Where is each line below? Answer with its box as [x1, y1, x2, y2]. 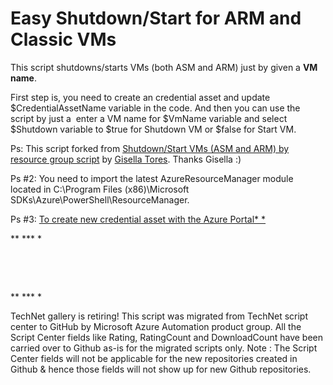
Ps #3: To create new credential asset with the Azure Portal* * [10, 213, 267, 225]
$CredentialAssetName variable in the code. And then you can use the [10, 102, 301, 114]
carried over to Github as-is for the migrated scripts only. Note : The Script [10, 342, 318, 354]
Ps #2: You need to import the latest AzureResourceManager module [10, 172, 294, 184]
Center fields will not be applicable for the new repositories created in [10, 352, 298, 364]
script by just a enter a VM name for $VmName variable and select [10, 112, 288, 124]
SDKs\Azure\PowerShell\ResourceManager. [10, 193, 190, 206]
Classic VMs [10, 28, 117, 51]
